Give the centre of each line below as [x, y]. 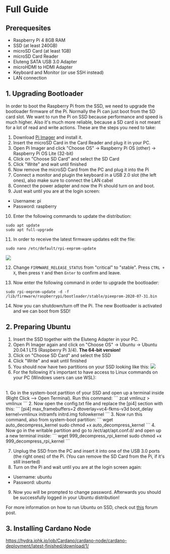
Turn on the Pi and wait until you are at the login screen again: [77, 467]
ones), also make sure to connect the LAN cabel [63, 180]
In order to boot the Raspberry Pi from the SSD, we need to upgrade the [80, 106]
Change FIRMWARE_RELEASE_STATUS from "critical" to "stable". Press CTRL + [89, 267]
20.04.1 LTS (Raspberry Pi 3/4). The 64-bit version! [67, 350]
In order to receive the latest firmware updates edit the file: [74, 239]
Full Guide [27, 9]
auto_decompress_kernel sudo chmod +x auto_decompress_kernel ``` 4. [81, 425]
